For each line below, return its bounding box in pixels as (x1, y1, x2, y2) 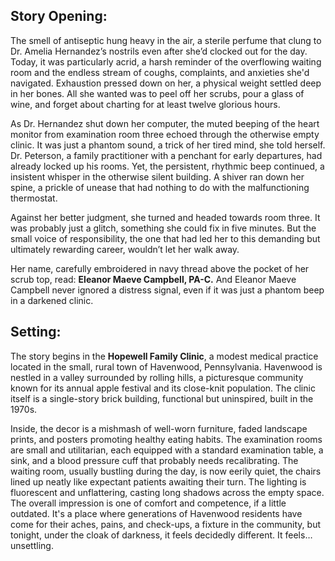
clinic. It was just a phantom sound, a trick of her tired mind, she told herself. (10, 139, 326, 151)
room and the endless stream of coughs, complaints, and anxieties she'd (10, 66, 310, 78)
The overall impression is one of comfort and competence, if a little (10, 497, 287, 509)
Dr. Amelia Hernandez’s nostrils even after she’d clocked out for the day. (10, 45, 308, 57)
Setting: (10, 324, 62, 341)
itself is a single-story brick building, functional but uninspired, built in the (10, 392, 314, 404)
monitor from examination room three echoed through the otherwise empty (10, 128, 320, 140)
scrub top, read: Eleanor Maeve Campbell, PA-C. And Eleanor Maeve (10, 273, 297, 285)
